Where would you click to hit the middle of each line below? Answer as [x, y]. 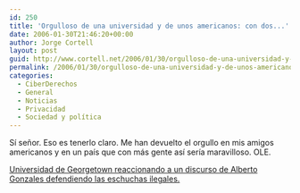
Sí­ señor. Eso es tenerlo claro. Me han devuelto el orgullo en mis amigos [142, 143]
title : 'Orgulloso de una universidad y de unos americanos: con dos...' [150, 26]
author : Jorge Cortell [51, 42]
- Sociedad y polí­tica [59, 117]
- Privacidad [42, 109]
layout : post [33, 51]
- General [35, 92]
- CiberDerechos [47, 84]
